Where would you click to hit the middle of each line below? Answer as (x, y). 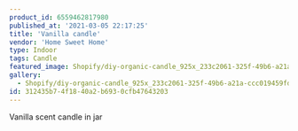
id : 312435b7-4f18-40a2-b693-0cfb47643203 (89, 91)
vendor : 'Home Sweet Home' (59, 42)
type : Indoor (33, 50)
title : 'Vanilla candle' (55, 34)
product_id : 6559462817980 (59, 17)
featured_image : (39, 67)
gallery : (25, 75)
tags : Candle (33, 58)
